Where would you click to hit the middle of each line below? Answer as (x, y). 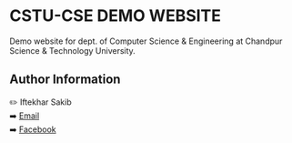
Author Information (65, 80)
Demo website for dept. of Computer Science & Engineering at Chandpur (146, 41)
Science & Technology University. (73, 50)
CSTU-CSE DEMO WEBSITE (115, 16)
